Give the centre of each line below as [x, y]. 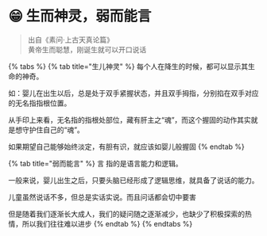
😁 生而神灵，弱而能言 [80, 16]
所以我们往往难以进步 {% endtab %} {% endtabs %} [107, 223]
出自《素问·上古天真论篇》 [70, 40]
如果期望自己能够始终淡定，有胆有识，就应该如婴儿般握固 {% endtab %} [126, 147]
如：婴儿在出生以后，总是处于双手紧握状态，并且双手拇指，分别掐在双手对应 [133, 93]
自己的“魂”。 [64, 129]
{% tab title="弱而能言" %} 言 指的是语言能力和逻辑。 [95, 163]
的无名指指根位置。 [40, 103]
